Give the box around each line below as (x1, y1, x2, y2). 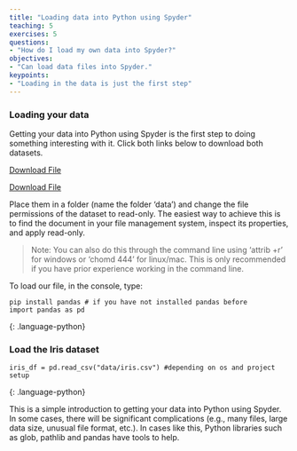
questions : (9, 37, 50, 47)
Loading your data (9, 108, 90, 121)
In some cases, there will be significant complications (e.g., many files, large (9, 414, 288, 424)
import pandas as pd (9, 305, 86, 314)
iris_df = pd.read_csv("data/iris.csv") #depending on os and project (9, 363, 276, 373)
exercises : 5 (9, 29, 58, 38)
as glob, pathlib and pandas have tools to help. (9, 432, 180, 443)
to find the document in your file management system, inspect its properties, (9, 218, 289, 228)
